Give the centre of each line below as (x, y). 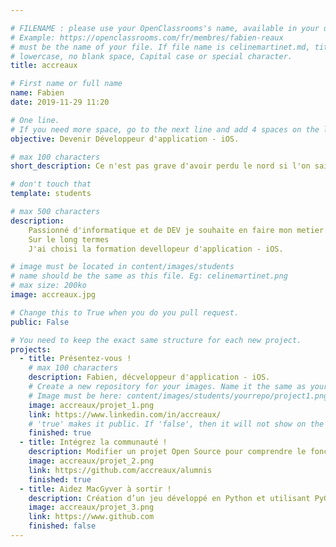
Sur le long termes (69, 239)
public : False (40, 322)
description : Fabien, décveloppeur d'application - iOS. (149, 377)
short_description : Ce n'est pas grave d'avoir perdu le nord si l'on (160, 166)
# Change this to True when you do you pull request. (125, 312)
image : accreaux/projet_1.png (91, 405)
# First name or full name (66, 84)
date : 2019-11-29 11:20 (60, 102)
